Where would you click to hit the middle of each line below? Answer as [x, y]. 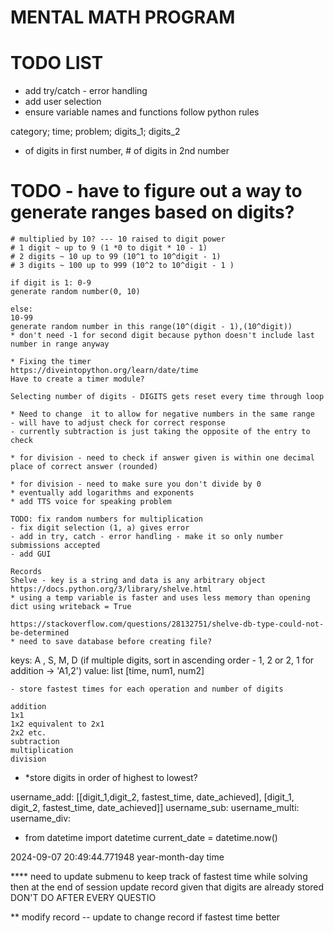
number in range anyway [60, 344]
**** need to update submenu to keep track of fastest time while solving [159, 877]
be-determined [40, 633]
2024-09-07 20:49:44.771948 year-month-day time [117, 857]
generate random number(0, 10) [75, 292]
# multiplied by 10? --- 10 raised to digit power [118, 239]
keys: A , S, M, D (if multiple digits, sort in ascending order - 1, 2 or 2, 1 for [162, 660]
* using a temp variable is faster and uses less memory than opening [160, 598]
